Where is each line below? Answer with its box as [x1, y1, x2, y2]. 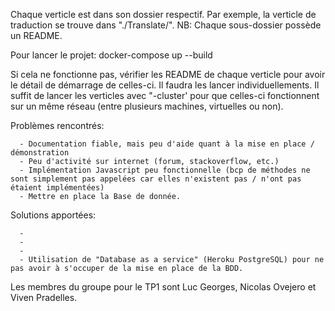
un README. [10, 30, 63, 41]
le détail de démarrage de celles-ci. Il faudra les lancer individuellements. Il [10, 79, 320, 91]
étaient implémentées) [10, 183, 105, 193]
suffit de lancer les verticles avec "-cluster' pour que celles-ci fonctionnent [10, 90, 320, 101]
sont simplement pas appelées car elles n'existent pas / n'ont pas [10, 174, 302, 184]
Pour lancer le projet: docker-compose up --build [10, 49, 213, 61]
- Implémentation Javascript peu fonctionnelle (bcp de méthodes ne [19, 165, 311, 175]
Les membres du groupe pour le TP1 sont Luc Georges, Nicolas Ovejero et [10, 281, 317, 293]
